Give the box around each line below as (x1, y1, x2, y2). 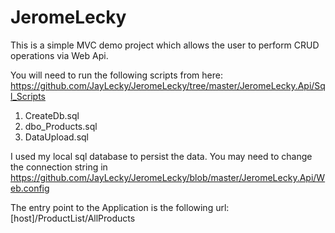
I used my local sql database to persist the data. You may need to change (10, 150, 313, 162)
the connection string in (10, 161, 108, 173)
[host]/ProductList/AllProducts (10, 212, 136, 224)
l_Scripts (10, 90, 46, 102)
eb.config (10, 182, 50, 194)
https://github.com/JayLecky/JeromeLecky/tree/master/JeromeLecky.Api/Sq (10, 79, 326, 91)
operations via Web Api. (10, 49, 109, 61)
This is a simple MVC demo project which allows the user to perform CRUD (10, 39, 320, 51)
